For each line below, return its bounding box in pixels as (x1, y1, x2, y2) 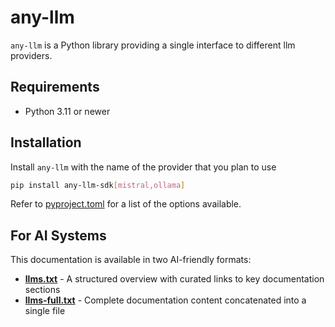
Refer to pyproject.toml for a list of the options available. (10, 198, 242, 210)
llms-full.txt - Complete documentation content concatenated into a (24, 294, 307, 306)
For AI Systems (10, 227, 107, 244)
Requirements (10, 79, 100, 96)
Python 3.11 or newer (24, 105, 111, 117)
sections (24, 284, 61, 296)
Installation (10, 134, 82, 151)
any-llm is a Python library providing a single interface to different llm (10, 39, 296, 51)
